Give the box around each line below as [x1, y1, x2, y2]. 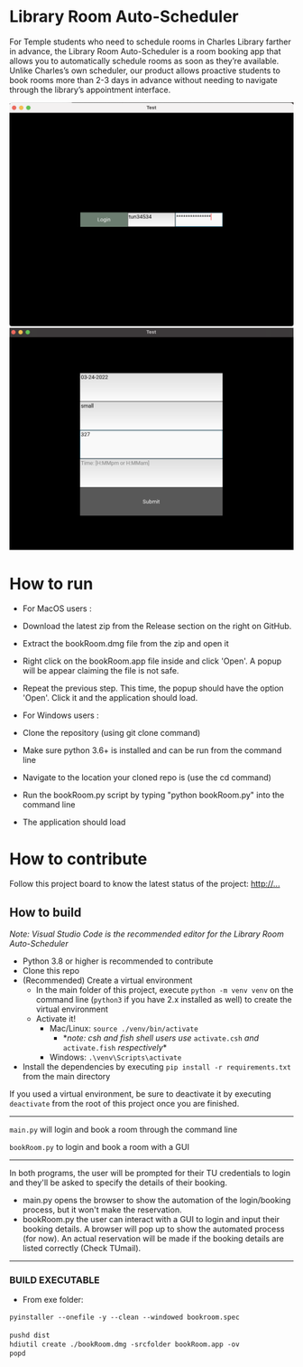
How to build [9, 904, 82, 919]
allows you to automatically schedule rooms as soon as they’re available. [9, 55, 280, 66]
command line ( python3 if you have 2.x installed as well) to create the [35, 995, 292, 1005]
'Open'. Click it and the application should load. [22, 693, 198, 703]
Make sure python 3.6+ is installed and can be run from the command [22, 745, 282, 756]
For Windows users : [22, 710, 99, 721]
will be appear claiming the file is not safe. [22, 665, 179, 676]
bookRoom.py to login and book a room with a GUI [9, 1142, 189, 1153]
